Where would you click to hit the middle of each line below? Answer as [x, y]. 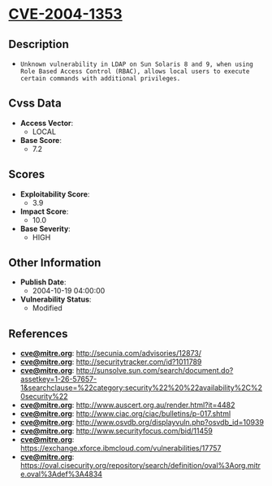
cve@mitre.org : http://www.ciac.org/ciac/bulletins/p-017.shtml [125, 414]
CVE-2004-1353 [66, 14]
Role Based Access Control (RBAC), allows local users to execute [135, 72]
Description [39, 44]
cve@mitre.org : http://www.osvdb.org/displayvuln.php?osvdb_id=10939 [142, 423]
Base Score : [41, 140]
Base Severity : [45, 228]
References [38, 334]
